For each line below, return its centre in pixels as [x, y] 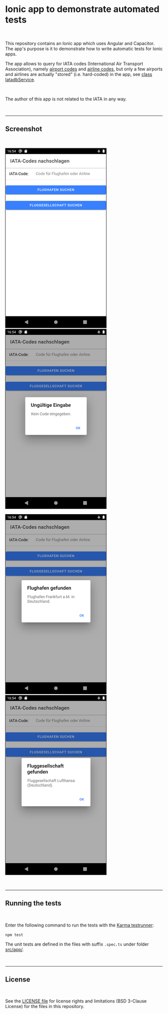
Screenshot [24, 129]
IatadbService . [20, 79]
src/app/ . [14, 949]
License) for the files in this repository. [45, 1007]
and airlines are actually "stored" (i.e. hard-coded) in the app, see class [79, 74]
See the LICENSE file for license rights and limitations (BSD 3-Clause [76, 1001]
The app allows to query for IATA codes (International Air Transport [74, 63]
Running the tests [33, 903]
